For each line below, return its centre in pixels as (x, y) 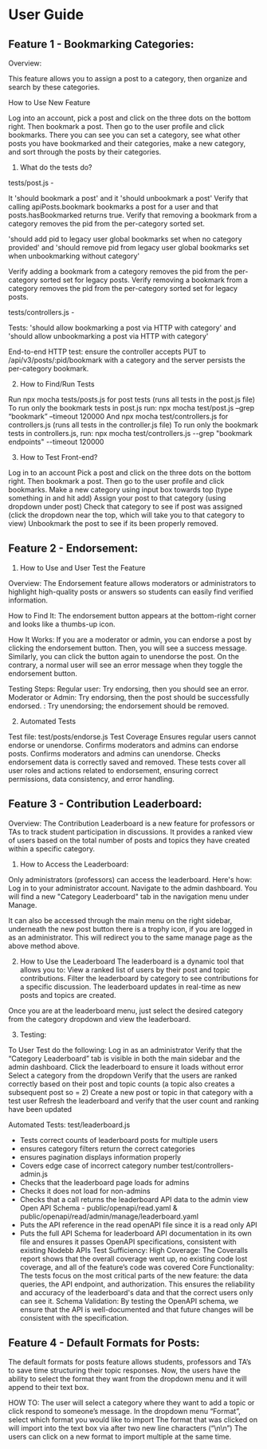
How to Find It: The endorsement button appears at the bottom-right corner (132, 615)
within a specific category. (52, 848)
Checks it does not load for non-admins (85, 1191)
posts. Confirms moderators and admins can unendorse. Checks (114, 753)
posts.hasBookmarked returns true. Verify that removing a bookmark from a (133, 215)
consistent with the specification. (74, 1317)
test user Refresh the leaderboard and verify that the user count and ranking (133, 1101)
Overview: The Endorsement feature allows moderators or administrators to (132, 583)
